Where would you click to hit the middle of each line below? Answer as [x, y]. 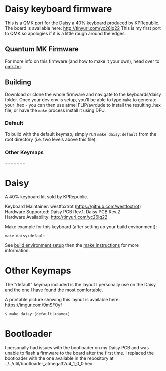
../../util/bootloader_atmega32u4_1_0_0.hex [49, 363]
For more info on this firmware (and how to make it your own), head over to [82, 61]
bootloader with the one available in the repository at [59, 358]
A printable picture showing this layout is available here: [63, 300]
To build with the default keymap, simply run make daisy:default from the [81, 134]
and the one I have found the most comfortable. [54, 290]
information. [18, 251]
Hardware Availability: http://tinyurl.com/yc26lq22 [56, 217]
